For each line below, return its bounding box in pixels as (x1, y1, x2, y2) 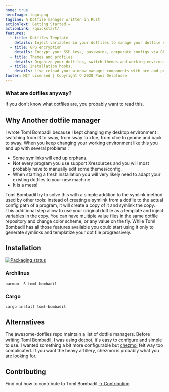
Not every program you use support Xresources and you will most (12, 160, 149, 166)
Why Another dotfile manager (5, 116, 101, 124)
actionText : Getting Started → (5, 21, 71, 27)
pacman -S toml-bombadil (5, 281, 57, 287)
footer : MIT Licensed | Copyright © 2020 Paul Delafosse (5, 73, 127, 78)
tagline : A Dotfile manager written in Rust (5, 17, 100, 22)
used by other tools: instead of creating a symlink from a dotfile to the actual (5, 197, 163, 203)
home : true (5, 7, 28, 13)
